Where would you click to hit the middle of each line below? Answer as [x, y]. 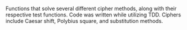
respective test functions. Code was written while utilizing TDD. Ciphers [93, 15]
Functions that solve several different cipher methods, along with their [91, 9]
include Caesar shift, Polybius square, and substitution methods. [84, 21]
